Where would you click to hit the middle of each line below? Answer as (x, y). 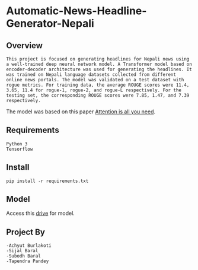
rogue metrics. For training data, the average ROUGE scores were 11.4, (98, 85)
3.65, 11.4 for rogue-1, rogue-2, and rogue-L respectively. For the (94, 90)
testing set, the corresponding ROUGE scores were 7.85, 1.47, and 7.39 (98, 96)
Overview (25, 45)
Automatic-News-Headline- (76, 11)
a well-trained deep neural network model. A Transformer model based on (99, 64)
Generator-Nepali (50, 23)
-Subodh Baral (24, 256)
